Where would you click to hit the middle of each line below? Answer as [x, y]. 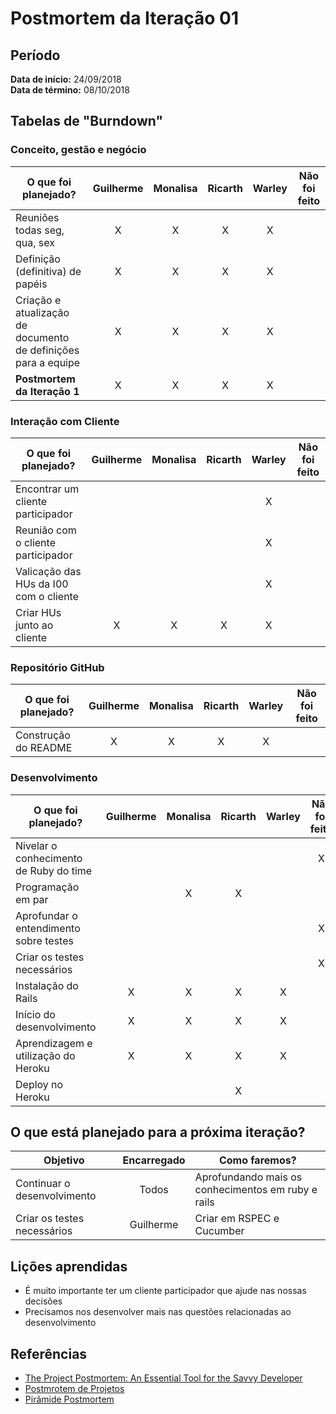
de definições [47, 350]
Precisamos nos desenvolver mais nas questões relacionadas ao [158, 1312]
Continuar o [43, 1184]
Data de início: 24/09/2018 [66, 79]
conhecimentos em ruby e [256, 1190]
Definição [38, 259]
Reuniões [37, 217]
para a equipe [48, 362]
